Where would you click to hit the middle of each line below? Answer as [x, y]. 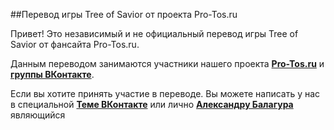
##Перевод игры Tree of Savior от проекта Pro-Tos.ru [124, 14]
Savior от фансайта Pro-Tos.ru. [75, 44]
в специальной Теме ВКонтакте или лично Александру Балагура [152, 104]
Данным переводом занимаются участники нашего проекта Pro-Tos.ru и [167, 63]
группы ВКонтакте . [52, 74]
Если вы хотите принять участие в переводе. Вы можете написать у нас [165, 93]
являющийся [38, 115]
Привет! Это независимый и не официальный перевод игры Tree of [154, 33]
